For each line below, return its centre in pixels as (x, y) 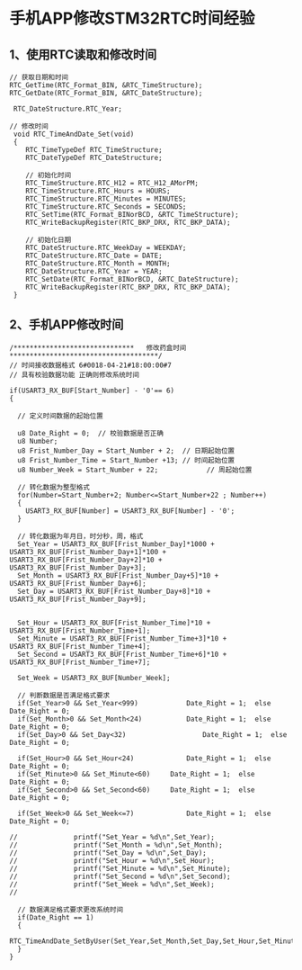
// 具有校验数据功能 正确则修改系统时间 (74, 374)
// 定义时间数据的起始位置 (60, 416)
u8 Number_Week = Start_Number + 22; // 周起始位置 (135, 470)
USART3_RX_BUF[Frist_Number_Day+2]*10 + (86, 560)
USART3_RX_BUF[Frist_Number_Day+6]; (78, 583)
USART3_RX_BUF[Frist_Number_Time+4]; (80, 646)
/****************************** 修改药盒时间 (98, 347)
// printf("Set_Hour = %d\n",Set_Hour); (112, 860)
